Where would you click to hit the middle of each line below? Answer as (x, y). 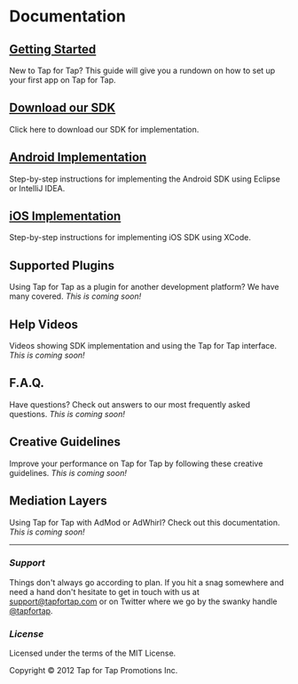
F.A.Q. (27, 383)
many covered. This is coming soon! (75, 296)
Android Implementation (78, 157)
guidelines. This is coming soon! (68, 472)
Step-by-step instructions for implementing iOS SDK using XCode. (130, 237)
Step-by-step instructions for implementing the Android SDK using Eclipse (145, 179)
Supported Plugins (62, 266)
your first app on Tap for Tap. (63, 80)
